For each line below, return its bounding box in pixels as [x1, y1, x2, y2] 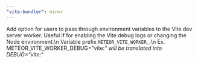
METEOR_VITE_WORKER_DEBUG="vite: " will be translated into [6, 44, 162, 52]
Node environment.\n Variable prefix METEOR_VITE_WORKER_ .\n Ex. [6, 38, 165, 45]
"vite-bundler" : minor [6, 8, 63, 15]
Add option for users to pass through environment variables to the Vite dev [6, 25, 193, 32]
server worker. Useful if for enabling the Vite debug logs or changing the [6, 31, 187, 39]
